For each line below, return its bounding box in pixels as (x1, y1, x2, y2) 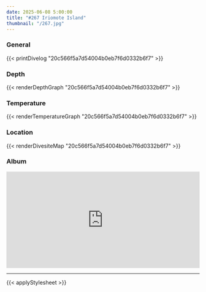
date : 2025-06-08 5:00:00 (6, 9, 72, 15)
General (6, 40, 31, 49)
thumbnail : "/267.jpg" (6, 20, 64, 26)
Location (6, 128, 34, 137)
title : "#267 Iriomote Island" (6, 15, 86, 21)
